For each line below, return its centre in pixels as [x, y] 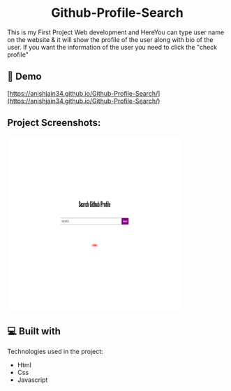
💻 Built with [34, 331]
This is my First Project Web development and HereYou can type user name [116, 32]
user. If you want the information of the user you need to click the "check [112, 47]
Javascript [32, 380]
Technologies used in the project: [55, 352]
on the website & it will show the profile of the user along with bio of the [110, 39]
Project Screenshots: [54, 123]
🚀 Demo [24, 77]
